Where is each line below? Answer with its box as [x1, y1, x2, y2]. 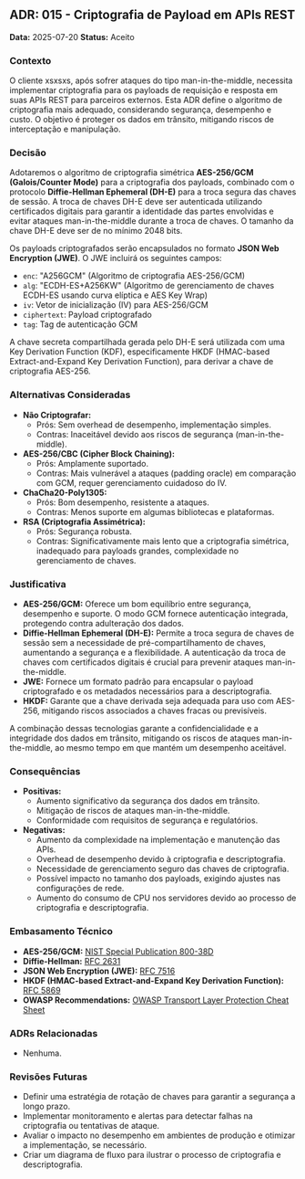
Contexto [9, 54, 52, 67]
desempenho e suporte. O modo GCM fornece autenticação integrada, [22, 608, 289, 619]
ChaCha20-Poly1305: [22, 487, 107, 498]
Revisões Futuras [9, 1070, 88, 1083]
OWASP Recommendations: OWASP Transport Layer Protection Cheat [22, 995, 290, 1005]
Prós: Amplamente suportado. [36, 458, 148, 468]
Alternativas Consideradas [9, 388, 131, 401]
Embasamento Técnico [9, 925, 114, 938]
